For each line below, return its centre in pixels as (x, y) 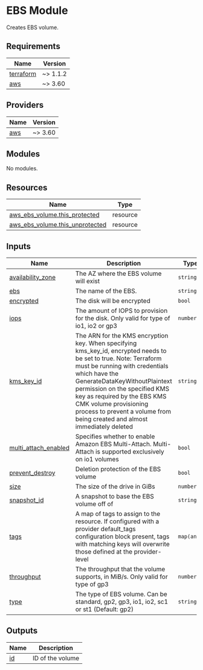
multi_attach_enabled (39, 448)
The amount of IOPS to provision (121, 311)
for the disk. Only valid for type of (123, 318)
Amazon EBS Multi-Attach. (114, 444)
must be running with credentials (122, 366)
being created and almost (111, 419)
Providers (25, 105)
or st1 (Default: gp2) (105, 609)
